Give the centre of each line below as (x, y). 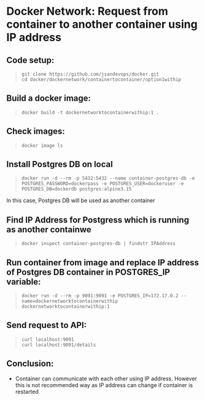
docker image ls (42, 146)
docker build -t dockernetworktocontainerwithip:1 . (90, 112)
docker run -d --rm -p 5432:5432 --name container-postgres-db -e (108, 178)
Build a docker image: (48, 99)
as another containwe (49, 229)
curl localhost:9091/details (59, 345)
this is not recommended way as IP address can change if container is (104, 385)
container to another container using (102, 24)
